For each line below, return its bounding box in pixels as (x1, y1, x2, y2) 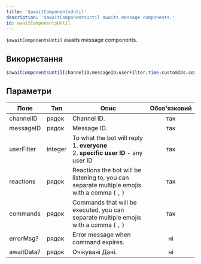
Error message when (72, 230, 131, 239)
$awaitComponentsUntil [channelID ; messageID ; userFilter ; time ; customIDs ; (6, 70, 188, 76)
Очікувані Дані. (72, 247, 117, 256)
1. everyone (72, 141, 108, 149)
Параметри (6, 86, 52, 97)
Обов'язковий (150, 104, 192, 112)
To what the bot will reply (72, 133, 144, 142)
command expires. (72, 238, 124, 246)
